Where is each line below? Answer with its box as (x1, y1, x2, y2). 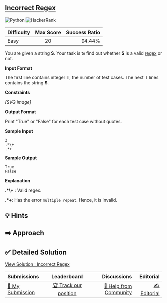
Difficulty (7, 29, 31, 36)
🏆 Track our (52, 282, 82, 289)
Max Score (35, 29, 61, 36)
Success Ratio (66, 29, 101, 36)
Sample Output (5, 155, 37, 161)
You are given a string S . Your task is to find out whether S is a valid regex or (5, 50, 162, 56)
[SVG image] (5, 99, 31, 105)
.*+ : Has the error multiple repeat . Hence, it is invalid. (5, 197, 118, 203)
